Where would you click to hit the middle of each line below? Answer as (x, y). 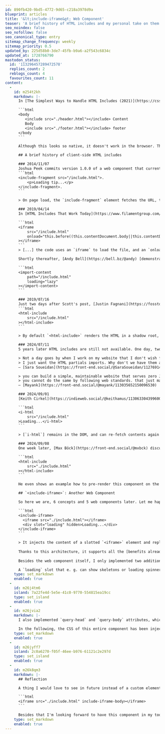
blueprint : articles (26, 14)
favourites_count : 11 (32, 78)
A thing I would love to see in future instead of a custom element (90, 688)
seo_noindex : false (25, 28)
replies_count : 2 (27, 69)
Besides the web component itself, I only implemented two (80, 561)
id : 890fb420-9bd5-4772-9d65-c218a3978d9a (49, 10)
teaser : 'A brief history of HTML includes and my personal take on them (82, 23)
